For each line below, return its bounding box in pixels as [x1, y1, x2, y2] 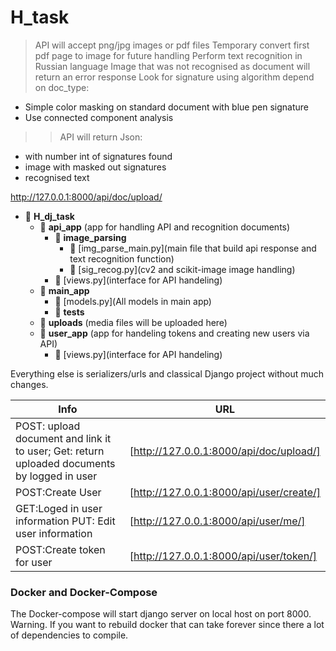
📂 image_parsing [54, 231, 127, 243]
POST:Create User [15, 485, 102, 499]
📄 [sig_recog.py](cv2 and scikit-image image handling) [69, 263, 296, 275]
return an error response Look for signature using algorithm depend [34, 71, 315, 83]
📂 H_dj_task [24, 210, 75, 222]
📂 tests [54, 306, 85, 318]
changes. [10, 378, 49, 390]
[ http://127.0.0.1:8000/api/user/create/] [129, 485, 321, 499]
